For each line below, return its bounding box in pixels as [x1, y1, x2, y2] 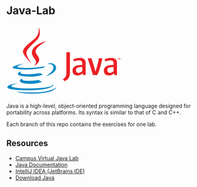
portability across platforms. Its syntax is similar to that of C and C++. [6, 108, 182, 116]
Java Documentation [15, 161, 68, 168]
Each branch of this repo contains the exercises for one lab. [6, 120, 157, 128]
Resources [6, 138, 48, 148]
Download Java [15, 174, 55, 181]
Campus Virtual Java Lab [15, 154, 79, 162]
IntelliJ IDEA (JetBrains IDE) [15, 167, 85, 175]
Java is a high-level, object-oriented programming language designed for [6, 102, 191, 109]
